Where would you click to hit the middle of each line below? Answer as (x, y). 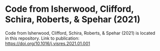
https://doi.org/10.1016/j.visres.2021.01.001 (48, 43)
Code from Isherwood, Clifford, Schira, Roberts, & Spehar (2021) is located (80, 33)
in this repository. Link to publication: (42, 38)
